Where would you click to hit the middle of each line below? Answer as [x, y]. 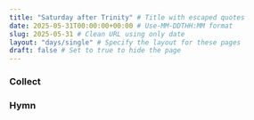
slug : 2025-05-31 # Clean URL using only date [97, 34]
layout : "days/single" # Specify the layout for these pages [125, 42]
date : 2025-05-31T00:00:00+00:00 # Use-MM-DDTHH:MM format [121, 26]
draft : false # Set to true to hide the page [95, 51]
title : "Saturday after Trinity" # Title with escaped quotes [127, 17]
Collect [25, 82]
